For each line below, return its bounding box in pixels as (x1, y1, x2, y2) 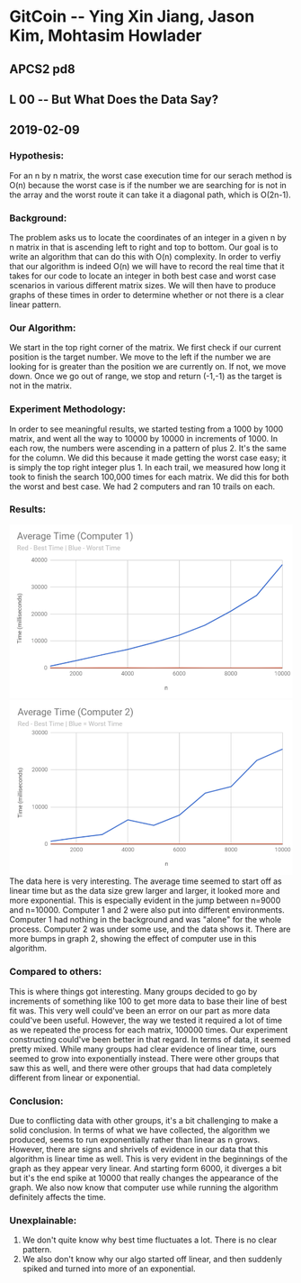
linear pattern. (9, 299, 61, 310)
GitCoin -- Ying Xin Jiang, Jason (9, 6, 255, 27)
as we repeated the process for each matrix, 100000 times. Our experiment (9, 1024, 288, 1035)
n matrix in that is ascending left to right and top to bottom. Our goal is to (9, 241, 279, 252)
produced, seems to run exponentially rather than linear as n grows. (9, 1134, 261, 1145)
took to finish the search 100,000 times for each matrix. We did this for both (9, 471, 289, 482)
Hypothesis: (9, 150, 65, 162)
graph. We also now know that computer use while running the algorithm (9, 1182, 279, 1193)
